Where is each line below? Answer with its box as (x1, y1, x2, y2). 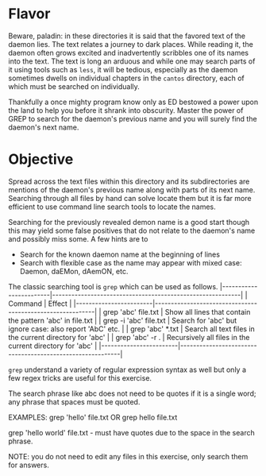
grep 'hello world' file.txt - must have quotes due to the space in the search (8, 428, 256, 437)
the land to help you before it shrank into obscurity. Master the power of (8, 105, 244, 115)
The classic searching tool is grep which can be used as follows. (8, 281, 218, 291)
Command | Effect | (8, 299, 72, 308)
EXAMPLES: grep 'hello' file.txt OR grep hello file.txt (8, 412, 178, 422)
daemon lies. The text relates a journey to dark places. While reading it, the (8, 39, 254, 48)
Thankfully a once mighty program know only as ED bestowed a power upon (8, 97, 259, 106)
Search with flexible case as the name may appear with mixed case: (19, 257, 242, 267)
